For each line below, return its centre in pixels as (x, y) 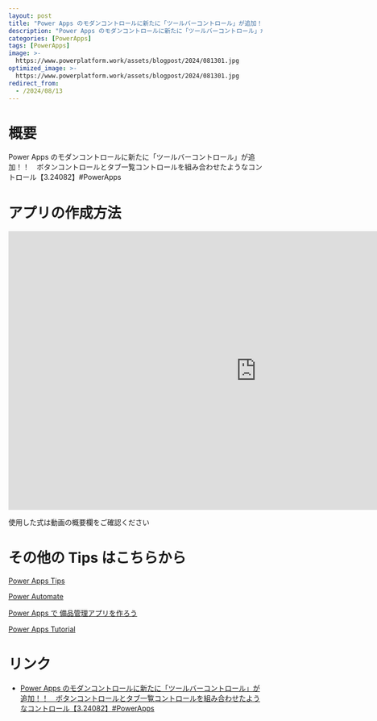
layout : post (30, 16)
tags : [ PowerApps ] (39, 46)
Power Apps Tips (37, 581)
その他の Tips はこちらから (97, 558)
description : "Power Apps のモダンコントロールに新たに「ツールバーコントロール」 (135, 31)
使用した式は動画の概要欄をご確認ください (79, 523)
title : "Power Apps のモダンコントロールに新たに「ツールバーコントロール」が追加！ (136, 23)
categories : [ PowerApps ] (50, 38)
